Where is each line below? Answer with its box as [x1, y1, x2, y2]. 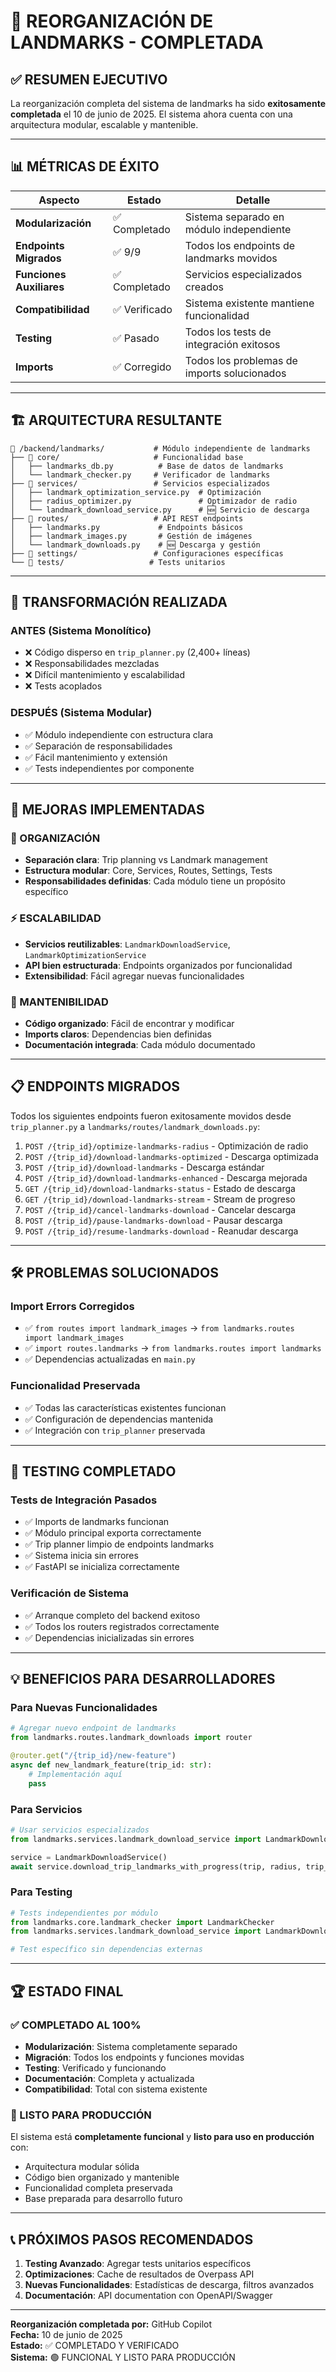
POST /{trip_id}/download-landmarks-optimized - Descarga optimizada [24, 1150, 319, 1162]
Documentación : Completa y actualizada [24, 2072, 195, 2084]
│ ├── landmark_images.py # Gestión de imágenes [10, 531, 253, 541]
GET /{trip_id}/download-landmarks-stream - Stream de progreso [24, 1193, 296, 1205]
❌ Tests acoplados [24, 680, 103, 692]
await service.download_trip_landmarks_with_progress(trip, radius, [10, 1861, 302, 1872]
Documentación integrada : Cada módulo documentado [24, 1038, 256, 1050]
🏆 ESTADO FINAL [10, 1983, 124, 2000]
